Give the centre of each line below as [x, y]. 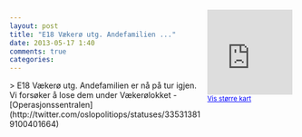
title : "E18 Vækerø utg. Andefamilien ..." [93, 34]
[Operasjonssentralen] [51, 105]
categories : [32, 60]
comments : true [38, 51]
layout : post [34, 26]
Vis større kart [229, 99]
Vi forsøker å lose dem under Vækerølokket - [93, 95]
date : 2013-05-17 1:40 [52, 43]
